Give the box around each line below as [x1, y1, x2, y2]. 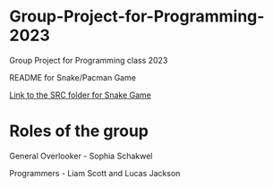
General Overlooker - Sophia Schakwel [9, 150, 153, 161]
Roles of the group [9, 121, 149, 141]
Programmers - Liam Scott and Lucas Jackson [9, 167, 181, 178]
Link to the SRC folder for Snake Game [9, 89, 152, 100]
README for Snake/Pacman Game [9, 72, 137, 82]
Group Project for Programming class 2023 [9, 55, 168, 65]
